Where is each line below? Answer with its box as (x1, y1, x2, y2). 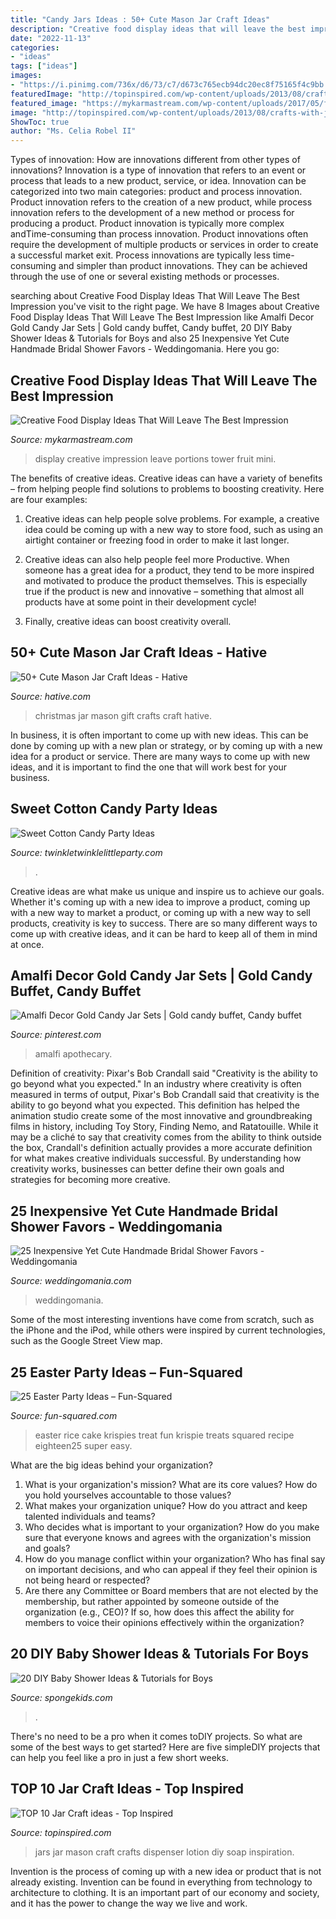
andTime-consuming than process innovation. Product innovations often (10, 228, 309, 240)
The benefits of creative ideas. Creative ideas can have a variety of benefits (10, 472, 323, 484)
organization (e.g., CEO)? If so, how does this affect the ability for (24, 1606, 295, 1618)
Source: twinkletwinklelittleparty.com (10, 846, 163, 858)
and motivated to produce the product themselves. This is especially (24, 574, 308, 586)
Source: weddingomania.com (10, 1275, 132, 1287)
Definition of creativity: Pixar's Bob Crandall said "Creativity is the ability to (10, 1067, 318, 1080)
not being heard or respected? (24, 1574, 151, 1586)
